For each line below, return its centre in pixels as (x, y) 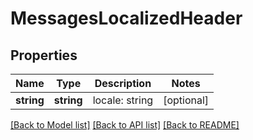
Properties (44, 55)
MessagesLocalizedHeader (126, 18)
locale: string (123, 100)
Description (123, 83)
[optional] (186, 100)
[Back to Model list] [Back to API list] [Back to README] (125, 125)
